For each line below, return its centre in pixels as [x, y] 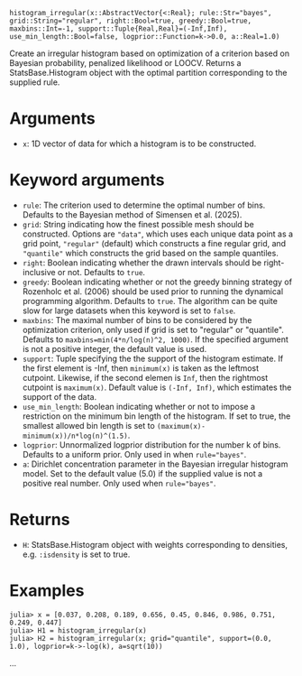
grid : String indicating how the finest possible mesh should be [138, 224]
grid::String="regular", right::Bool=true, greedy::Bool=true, [131, 21]
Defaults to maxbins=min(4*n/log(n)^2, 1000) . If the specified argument [155, 339]
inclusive [39, 272]
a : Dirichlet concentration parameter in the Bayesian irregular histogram [155, 464]
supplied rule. [35, 82]
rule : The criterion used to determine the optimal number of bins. [144, 205]
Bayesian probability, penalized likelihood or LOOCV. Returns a [125, 63]
